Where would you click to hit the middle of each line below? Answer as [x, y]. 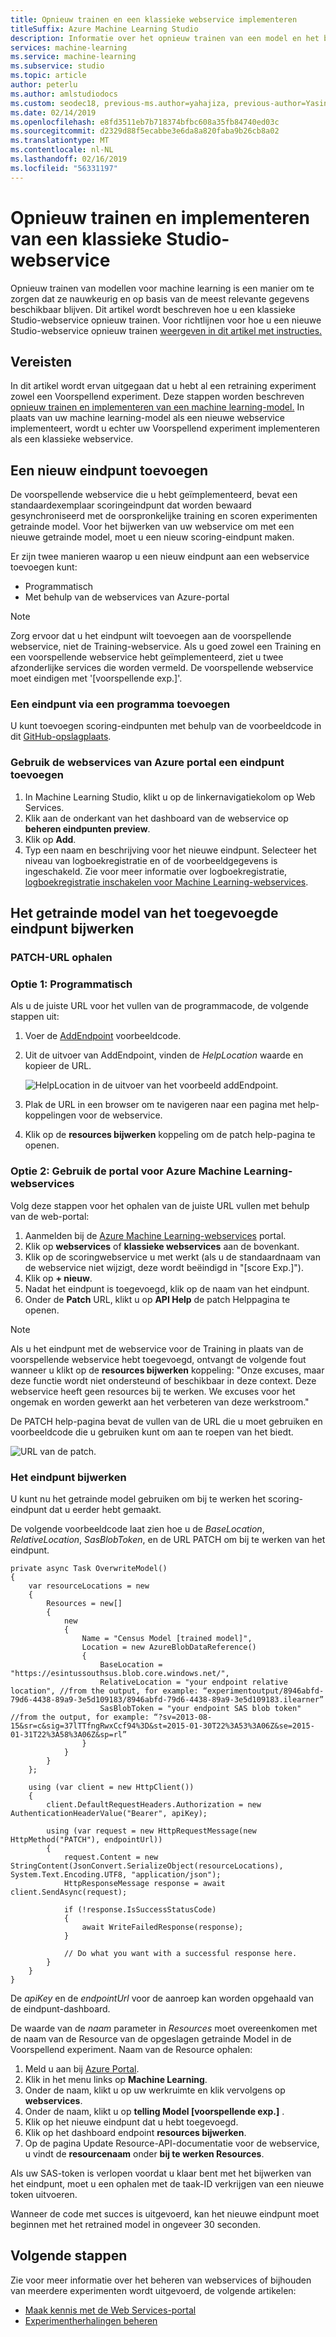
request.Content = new [111, 1857]
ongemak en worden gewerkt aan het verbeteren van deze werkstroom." [160, 1402]
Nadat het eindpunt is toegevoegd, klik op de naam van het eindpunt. [167, 1288]
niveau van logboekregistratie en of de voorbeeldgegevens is [151, 860]
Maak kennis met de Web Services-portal [110, 2310]
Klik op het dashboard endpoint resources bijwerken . [135, 2132]
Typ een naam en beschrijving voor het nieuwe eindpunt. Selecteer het [170, 850]
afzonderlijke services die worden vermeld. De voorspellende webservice [162, 668]
